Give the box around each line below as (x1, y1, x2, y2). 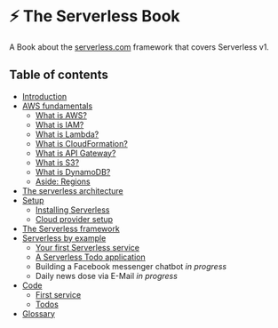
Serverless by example (21, 232, 107, 244)
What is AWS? (35, 109, 87, 120)
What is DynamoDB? (35, 166, 111, 177)
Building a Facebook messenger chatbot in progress (35, 260, 227, 271)
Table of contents (9, 68, 108, 83)
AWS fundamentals (21, 100, 93, 111)
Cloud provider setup (35, 213, 114, 224)
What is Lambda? (35, 129, 99, 140)
